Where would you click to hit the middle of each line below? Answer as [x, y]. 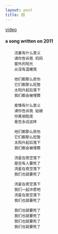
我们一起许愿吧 [27, 189]
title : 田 [15, 15]
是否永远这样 [25, 122]
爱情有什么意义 [27, 105]
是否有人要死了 [27, 163]
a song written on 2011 [29, 41]
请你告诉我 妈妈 [29, 58]
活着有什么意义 [27, 53]
